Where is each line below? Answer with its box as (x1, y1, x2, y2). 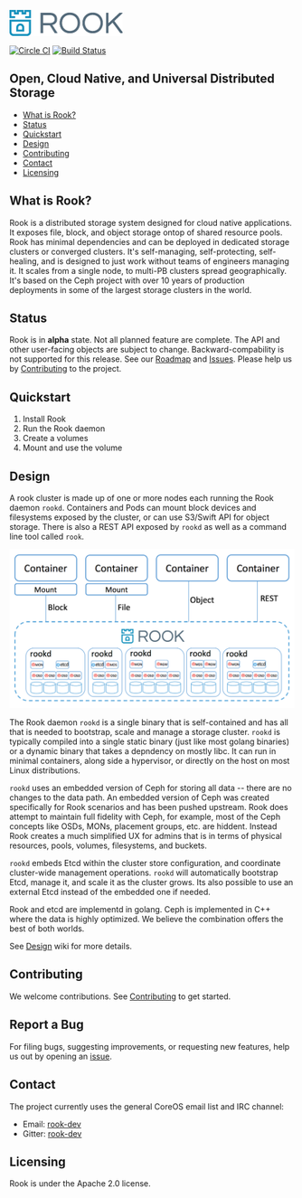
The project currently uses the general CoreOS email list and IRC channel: (9, 1100, 285, 1112)
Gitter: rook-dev (22, 1127, 82, 1139)
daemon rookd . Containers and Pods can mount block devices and (9, 503, 257, 514)
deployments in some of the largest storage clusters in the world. (9, 284, 252, 295)
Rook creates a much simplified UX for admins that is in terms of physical (9, 831, 282, 842)
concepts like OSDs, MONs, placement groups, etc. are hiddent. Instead (9, 821, 278, 832)
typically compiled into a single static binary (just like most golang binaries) (9, 736, 290, 747)
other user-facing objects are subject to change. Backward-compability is (9, 344, 285, 355)
